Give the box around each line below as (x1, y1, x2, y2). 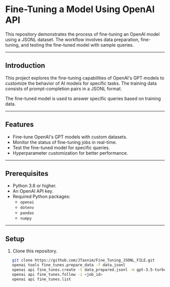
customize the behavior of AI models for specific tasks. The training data (5, 80, 157, 86)
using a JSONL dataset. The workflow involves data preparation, (5, 37, 140, 43)
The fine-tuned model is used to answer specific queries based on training (5, 95, 161, 101)
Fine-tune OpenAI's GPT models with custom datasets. (12, 133, 127, 140)
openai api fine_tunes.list (12, 276, 71, 282)
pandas (20, 210, 34, 216)
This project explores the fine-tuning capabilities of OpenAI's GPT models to (5, 75, 164, 81)
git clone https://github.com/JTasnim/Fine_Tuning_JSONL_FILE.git (12, 258, 155, 263)
